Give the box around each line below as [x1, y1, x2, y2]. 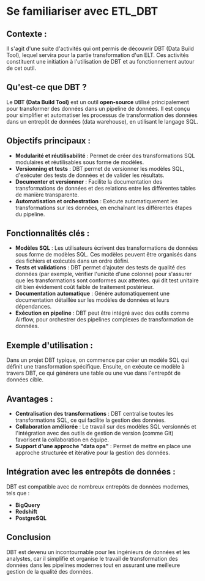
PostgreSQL [15, 514, 47, 522]
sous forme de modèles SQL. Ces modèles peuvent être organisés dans [15, 251, 197, 258]
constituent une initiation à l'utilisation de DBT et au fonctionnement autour [6, 58, 195, 65]
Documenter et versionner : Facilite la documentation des [15, 178, 163, 185]
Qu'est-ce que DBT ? [6, 82, 87, 92]
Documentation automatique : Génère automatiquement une [15, 290, 170, 298]
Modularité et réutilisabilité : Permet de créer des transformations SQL [15, 152, 195, 159]
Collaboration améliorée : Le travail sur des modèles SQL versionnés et [15, 423, 197, 430]
